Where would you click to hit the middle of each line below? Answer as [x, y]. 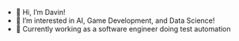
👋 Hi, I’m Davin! [40, 12]
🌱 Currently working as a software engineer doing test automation [123, 29]
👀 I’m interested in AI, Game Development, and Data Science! [115, 20]
